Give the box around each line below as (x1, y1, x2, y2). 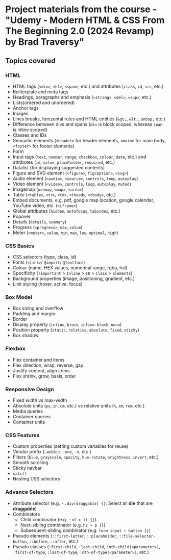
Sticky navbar (12, 465, 42, 471)
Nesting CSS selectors (12, 476, 60, 482)
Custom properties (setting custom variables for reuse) (12, 443, 129, 449)
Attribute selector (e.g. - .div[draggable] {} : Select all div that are (12, 500, 153, 506)
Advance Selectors (5, 489, 54, 496)
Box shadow (12, 333, 39, 339)
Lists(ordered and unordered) (12, 99, 75, 106)
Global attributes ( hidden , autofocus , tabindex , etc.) (12, 208, 120, 214)
